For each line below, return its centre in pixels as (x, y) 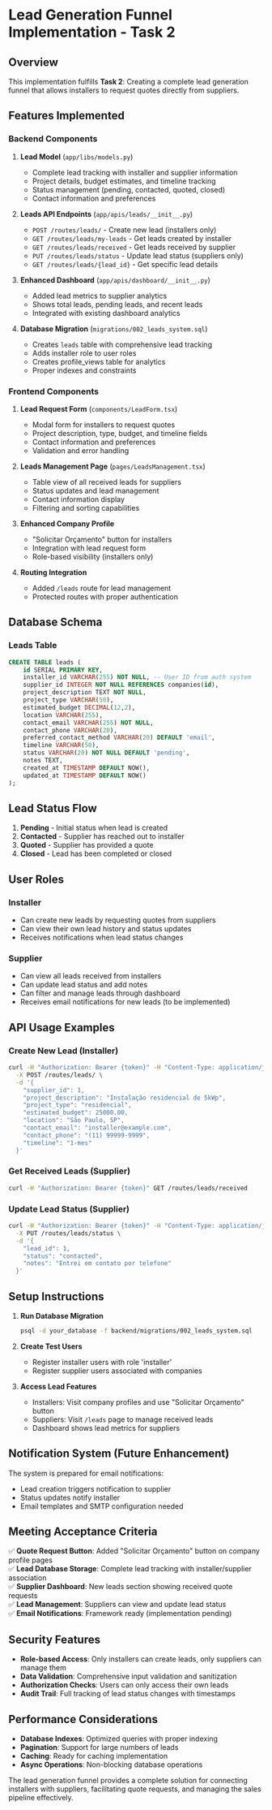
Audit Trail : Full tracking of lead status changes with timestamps (128, 1694)
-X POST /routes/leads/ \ (59, 1075)
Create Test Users (51, 1346)
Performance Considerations (83, 1719)
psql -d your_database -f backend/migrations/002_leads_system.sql (136, 1331)
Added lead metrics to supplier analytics (100, 296)
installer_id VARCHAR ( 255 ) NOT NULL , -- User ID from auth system (137, 677)
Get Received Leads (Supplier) (70, 1171)
